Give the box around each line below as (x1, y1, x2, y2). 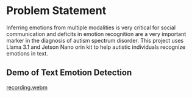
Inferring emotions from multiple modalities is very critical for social (6, 24, 176, 31)
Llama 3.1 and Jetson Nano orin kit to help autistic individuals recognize (6, 43, 186, 51)
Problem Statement (6, 4, 107, 18)
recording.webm (6, 84, 48, 91)
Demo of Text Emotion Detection (6, 68, 132, 78)
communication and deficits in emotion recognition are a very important (6, 30, 187, 37)
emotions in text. (6, 49, 49, 57)
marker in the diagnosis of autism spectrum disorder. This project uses (6, 37, 184, 44)
